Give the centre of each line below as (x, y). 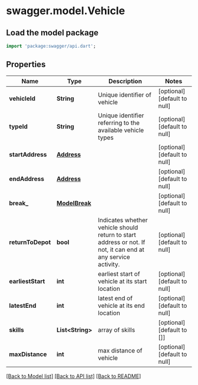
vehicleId (22, 98)
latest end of (115, 298)
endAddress (27, 179)
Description (125, 81)
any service (114, 256)
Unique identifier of (125, 94)
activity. (109, 264)
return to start (117, 235)
